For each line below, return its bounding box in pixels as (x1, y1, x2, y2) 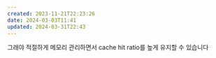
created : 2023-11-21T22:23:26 (7, 10, 96, 17)
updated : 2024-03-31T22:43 (7, 23, 86, 30)
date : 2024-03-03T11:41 (7, 17, 77, 24)
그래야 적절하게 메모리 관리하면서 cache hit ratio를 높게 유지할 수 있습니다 (7, 43, 209, 52)
